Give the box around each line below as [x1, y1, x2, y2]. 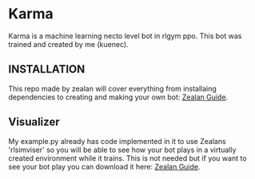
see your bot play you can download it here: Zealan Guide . [8, 161, 201, 171]
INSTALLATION [8, 63, 86, 76]
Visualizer [8, 115, 60, 129]
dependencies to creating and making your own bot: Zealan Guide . [8, 92, 229, 102]
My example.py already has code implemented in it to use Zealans [8, 136, 226, 146]
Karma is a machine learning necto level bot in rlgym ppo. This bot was [8, 31, 242, 41]
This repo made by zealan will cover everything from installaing [8, 84, 217, 93]
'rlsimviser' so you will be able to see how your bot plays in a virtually [8, 145, 237, 154]
